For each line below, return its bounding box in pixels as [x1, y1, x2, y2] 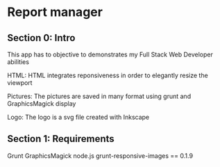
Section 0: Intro [7, 32, 76, 44]
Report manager [7, 4, 103, 20]
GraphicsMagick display [7, 100, 76, 108]
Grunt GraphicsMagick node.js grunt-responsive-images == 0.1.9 [7, 151, 193, 160]
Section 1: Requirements [7, 133, 115, 145]
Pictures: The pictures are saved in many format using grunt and [7, 92, 192, 100]
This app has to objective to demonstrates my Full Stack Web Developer [7, 50, 213, 58]
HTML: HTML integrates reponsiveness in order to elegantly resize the [7, 71, 208, 79]
